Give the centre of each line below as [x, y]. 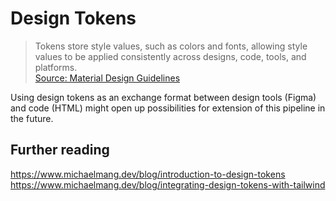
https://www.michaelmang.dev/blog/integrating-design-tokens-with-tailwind [168, 184]
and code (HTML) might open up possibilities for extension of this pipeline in [168, 108]
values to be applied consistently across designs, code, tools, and [170, 56]
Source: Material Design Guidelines [107, 78]
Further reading [60, 150]
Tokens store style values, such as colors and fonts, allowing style [171, 46]
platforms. [56, 67]
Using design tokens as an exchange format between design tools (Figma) [163, 97]
